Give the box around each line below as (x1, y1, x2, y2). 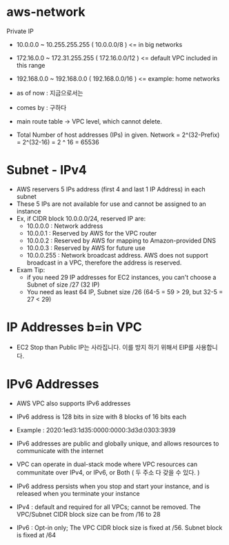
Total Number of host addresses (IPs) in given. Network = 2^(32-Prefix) (16, 131, 220, 139)
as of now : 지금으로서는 (16, 88, 83, 97)
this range (16, 61, 46, 69)
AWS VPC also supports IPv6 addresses (16, 399, 131, 408)
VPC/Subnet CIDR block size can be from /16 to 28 (16, 510, 161, 518)
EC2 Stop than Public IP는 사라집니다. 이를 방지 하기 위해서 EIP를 (16, 343, 195, 351)
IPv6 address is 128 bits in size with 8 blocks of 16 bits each (16, 412, 187, 421)
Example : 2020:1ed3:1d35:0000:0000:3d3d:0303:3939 (16, 426, 176, 434)
